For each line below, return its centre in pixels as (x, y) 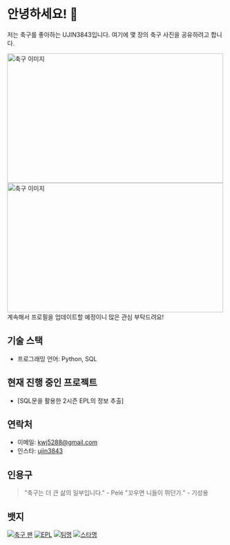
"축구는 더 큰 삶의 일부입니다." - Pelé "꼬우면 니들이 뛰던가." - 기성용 (116, 493)
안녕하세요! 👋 (42, 14)
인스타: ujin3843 (40, 451)
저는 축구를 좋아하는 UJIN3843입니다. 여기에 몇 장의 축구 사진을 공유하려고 (108, 35)
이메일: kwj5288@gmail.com (57, 442)
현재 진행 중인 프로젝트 (52, 383)
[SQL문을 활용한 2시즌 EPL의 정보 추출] (70, 401)
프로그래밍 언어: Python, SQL (57, 358)
